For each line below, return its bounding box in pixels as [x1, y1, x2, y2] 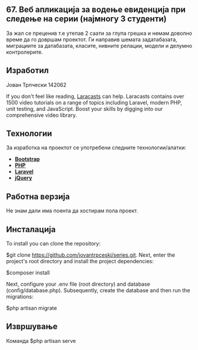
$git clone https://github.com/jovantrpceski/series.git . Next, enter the [6, 251, 176, 259]
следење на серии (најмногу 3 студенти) [6, 14, 167, 24]
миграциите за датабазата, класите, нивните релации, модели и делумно [6, 42, 193, 49]
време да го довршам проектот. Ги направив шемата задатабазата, [6, 35, 177, 43]
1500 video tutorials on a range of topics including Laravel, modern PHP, [6, 99, 182, 106]
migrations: [6, 293, 34, 300]
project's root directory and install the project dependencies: [6, 258, 154, 265]
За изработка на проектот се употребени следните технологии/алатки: [6, 144, 187, 151]
